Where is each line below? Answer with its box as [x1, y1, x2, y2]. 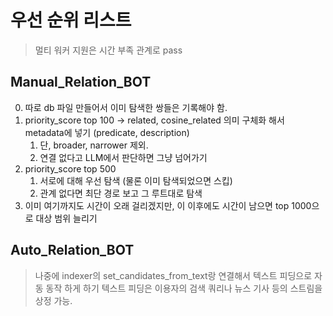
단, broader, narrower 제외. [39, 139, 149, 151]
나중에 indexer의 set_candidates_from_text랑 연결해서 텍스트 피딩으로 [34, 269, 313, 281]
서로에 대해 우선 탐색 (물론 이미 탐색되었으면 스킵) [39, 174, 233, 186]
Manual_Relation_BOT [10, 74, 152, 91]
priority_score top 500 [24, 162, 117, 175]
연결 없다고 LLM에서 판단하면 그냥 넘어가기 [39, 151, 208, 163]
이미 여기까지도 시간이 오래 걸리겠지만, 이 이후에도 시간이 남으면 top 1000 [24, 199, 312, 211]
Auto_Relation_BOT [10, 242, 135, 259]
